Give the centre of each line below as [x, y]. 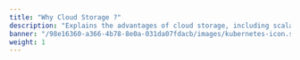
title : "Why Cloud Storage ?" [66, 17]
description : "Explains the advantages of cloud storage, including [139, 26]
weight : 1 [28, 42]
